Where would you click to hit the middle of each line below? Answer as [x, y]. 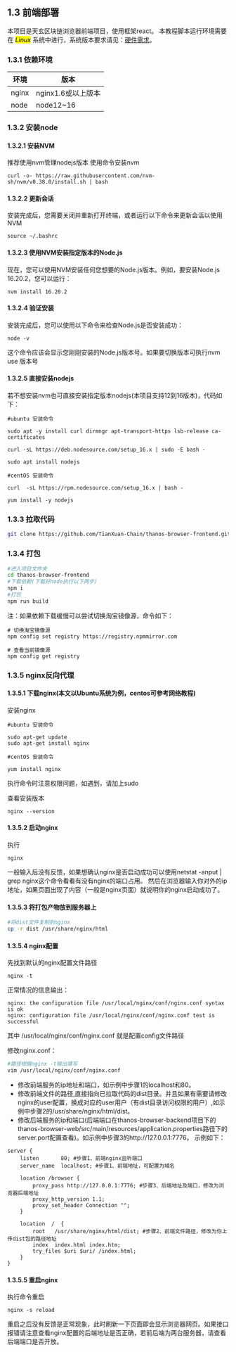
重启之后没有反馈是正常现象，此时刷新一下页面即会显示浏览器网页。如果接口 [118, 1324]
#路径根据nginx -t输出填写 [42, 1064]
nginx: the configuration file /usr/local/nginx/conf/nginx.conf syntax [116, 1003]
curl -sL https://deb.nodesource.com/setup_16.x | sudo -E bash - [106, 450]
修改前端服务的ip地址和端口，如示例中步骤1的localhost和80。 [106, 1085]
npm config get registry [44, 656]
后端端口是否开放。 [35, 1341]
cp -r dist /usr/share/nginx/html [58, 929]
